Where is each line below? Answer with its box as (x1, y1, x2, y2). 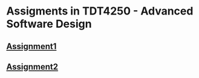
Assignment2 (6, 62, 59, 72)
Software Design (6, 17, 92, 31)
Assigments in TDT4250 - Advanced (6, 4, 194, 18)
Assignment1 (6, 41, 57, 51)
